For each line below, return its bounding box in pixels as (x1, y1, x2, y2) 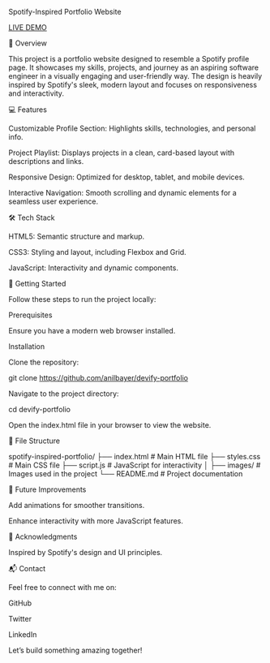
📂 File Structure (8, 436, 61, 446)
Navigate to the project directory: (8, 389, 119, 398)
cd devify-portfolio (8, 405, 71, 414)
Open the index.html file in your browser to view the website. (8, 420, 212, 429)
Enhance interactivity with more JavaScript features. (8, 516, 184, 526)
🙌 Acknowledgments (8, 532, 78, 541)
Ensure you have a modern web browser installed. (8, 326, 176, 335)
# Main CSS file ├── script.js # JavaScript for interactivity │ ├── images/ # (8, 460, 261, 470)
